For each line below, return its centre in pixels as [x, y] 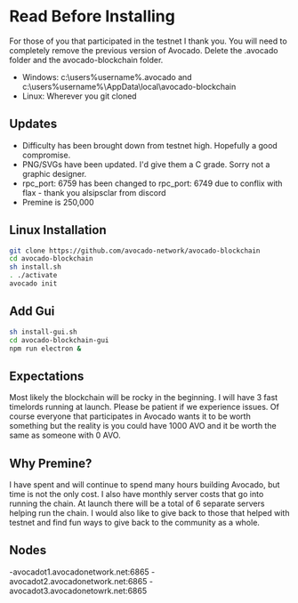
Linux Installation [58, 230]
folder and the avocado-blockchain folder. [86, 60]
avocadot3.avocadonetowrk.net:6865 [78, 591]
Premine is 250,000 [58, 202]
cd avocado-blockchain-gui [59, 340]
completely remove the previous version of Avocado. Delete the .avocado [144, 50]
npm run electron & [45, 349]
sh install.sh [36, 267]
